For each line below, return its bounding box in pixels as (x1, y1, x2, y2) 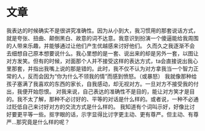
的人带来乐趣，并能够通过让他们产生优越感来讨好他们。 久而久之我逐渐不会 (6, 42, 195, 49)
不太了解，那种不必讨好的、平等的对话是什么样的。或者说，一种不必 (22, 95, 193, 102)
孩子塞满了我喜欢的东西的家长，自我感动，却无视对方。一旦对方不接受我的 (6, 80, 193, 87)
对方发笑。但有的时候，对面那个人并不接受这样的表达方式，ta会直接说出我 (6, 57, 193, 65)
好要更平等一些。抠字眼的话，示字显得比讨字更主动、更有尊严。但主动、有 (6, 110, 193, 118)
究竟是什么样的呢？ (21, 118, 70, 126)
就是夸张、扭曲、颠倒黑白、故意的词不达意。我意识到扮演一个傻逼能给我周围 (6, 34, 199, 41)
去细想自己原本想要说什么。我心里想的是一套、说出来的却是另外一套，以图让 (6, 49, 199, 57)
